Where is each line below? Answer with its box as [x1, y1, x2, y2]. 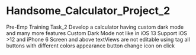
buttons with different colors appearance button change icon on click [6, 42, 175, 49]
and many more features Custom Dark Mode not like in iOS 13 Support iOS [6, 29, 188, 36]
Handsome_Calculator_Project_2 [6, 4, 171, 18]
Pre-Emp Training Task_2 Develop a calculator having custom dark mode [6, 23, 184, 30]
